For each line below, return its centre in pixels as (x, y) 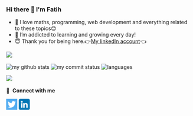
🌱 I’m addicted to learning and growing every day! (75, 35)
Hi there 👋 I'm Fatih (34, 9)
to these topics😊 (35, 28)
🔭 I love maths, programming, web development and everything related (101, 22)
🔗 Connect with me (31, 91)
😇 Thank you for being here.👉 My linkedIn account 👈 (80, 41)
